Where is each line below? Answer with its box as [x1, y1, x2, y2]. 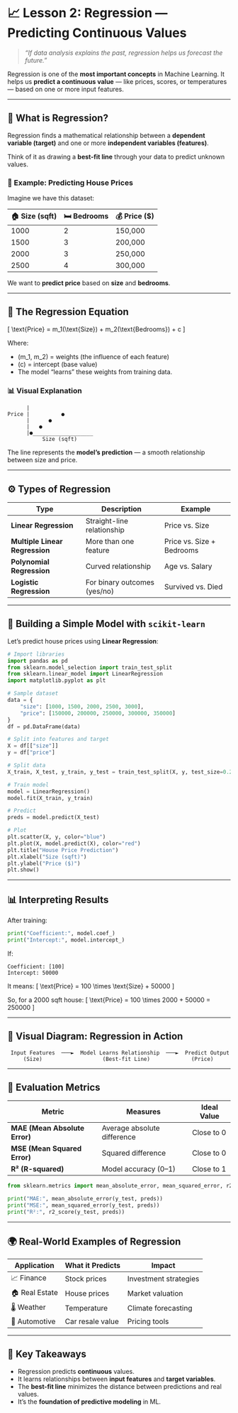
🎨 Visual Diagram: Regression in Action [7, 1030, 183, 1043]
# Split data [7, 762, 46, 769]
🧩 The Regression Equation [7, 306, 129, 318]
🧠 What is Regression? [7, 112, 108, 124]
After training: [7, 916, 47, 924]
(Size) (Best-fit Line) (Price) [23, 1055, 214, 1062]
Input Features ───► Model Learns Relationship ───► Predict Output [10, 1049, 230, 1056]
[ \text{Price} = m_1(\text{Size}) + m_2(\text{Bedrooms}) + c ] [7, 324, 186, 334]
